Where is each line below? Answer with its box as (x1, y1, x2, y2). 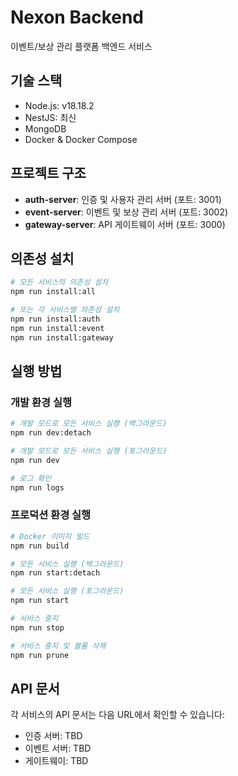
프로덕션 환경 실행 (10, 508, 92, 522)
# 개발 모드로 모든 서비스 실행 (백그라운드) (10, 419, 168, 429)
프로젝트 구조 (10, 165, 87, 182)
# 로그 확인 (10, 473, 52, 483)
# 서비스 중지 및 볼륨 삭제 (10, 641, 107, 651)
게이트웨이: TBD (24, 755, 89, 767)
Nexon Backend (10, 6, 145, 29)
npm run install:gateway (10, 332, 114, 343)
